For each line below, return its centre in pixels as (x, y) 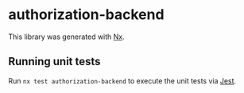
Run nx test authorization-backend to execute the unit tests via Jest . (122, 80)
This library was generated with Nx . (66, 37)
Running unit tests (54, 62)
